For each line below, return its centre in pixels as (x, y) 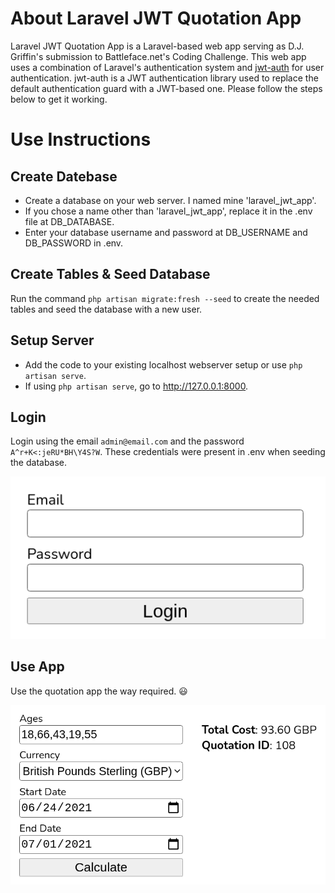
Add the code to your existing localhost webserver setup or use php (163, 364)
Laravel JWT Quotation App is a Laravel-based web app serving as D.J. (157, 46)
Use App (37, 667)
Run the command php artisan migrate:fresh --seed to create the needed (165, 298)
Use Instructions (81, 139)
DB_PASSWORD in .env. (74, 243)
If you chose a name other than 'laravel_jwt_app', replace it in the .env (168, 211)
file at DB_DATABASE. (69, 221)
